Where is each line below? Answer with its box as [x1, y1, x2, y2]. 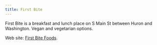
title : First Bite [5, 7, 43, 12]
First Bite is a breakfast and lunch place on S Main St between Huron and [5, 20, 153, 26]
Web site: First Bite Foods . [5, 35, 58, 41]
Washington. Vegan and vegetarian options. [5, 25, 93, 31]
